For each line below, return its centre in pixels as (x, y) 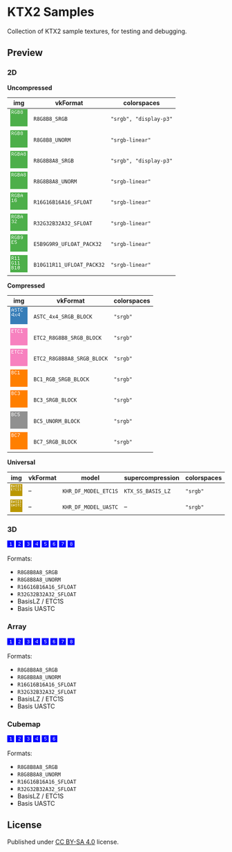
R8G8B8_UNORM (52, 140)
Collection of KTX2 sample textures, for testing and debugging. (97, 31)
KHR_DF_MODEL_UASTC (90, 507)
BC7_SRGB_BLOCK (55, 442)
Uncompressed (30, 88)
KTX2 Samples (51, 12)
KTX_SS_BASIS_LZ (147, 491)
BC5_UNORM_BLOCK (57, 421)
